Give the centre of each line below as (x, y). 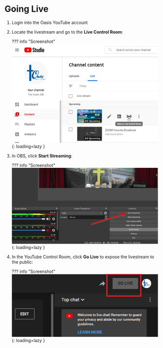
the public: (22, 262)
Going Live (27, 9)
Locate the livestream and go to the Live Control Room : (67, 32)
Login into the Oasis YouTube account (50, 22)
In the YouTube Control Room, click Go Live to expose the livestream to (83, 257)
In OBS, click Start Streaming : (42, 156)
